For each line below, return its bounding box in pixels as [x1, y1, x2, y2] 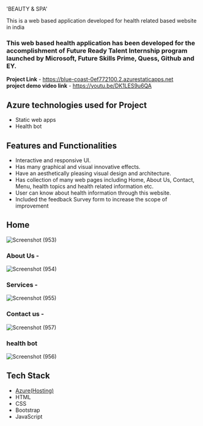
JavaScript [15, 413, 43, 420]
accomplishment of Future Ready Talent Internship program [6, 46, 188, 54]
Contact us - [6, 310, 45, 318]
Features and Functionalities [6, 140, 117, 151]
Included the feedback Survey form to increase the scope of [15, 195, 168, 203]
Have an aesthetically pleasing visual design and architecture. [15, 170, 171, 177]
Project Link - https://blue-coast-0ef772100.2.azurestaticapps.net [6, 76, 174, 83]
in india [6, 24, 25, 31]
